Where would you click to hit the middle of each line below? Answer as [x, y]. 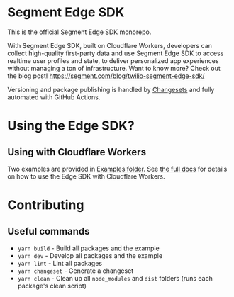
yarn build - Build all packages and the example [88, 248]
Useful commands [49, 231]
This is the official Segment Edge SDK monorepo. [79, 32]
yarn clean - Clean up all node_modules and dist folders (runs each [115, 278]
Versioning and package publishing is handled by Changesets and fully [111, 89]
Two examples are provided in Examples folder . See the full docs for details [117, 169]
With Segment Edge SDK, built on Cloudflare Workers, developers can [110, 45]
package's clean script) [52, 286]
